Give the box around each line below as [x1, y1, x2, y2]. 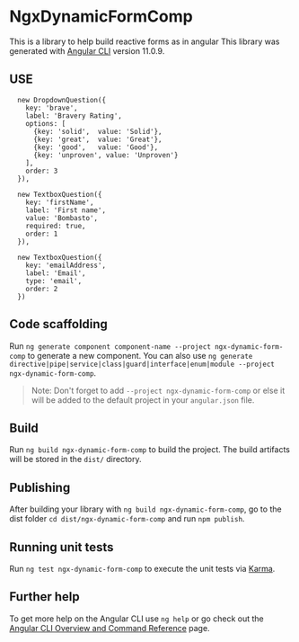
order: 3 [25, 166, 58, 175]
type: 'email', [25, 276, 83, 285]
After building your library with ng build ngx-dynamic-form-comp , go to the [9, 504, 282, 514]
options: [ [25, 119, 66, 128]
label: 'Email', [25, 268, 87, 278]
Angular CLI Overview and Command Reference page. [9, 622, 210, 633]
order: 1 [25, 229, 58, 238]
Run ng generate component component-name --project [9, 340, 211, 352]
